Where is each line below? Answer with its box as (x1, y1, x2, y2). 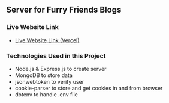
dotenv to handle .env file (14, 90, 78, 98)
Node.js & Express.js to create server (14, 65, 107, 72)
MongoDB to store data (14, 72, 73, 79)
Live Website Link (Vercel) (14, 36, 80, 44)
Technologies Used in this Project (6, 51, 106, 60)
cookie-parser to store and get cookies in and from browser (14, 84, 163, 92)
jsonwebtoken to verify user (14, 78, 84, 85)
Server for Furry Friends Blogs (6, 5, 122, 15)
